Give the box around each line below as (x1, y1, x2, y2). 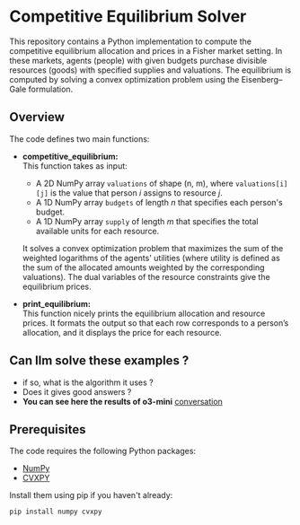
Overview (9, 109, 66, 125)
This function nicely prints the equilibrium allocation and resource (22, 308, 266, 319)
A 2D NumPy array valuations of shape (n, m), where (35, 178, 234, 188)
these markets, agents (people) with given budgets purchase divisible (9, 55, 268, 66)
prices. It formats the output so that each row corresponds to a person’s (22, 317, 289, 328)
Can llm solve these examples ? (9, 353, 190, 369)
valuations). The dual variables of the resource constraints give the (22, 271, 271, 282)
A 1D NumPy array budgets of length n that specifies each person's (35, 197, 283, 207)
